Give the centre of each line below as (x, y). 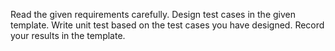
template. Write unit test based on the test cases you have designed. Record (167, 25)
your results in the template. (68, 35)
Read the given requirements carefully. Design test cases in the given (153, 14)
